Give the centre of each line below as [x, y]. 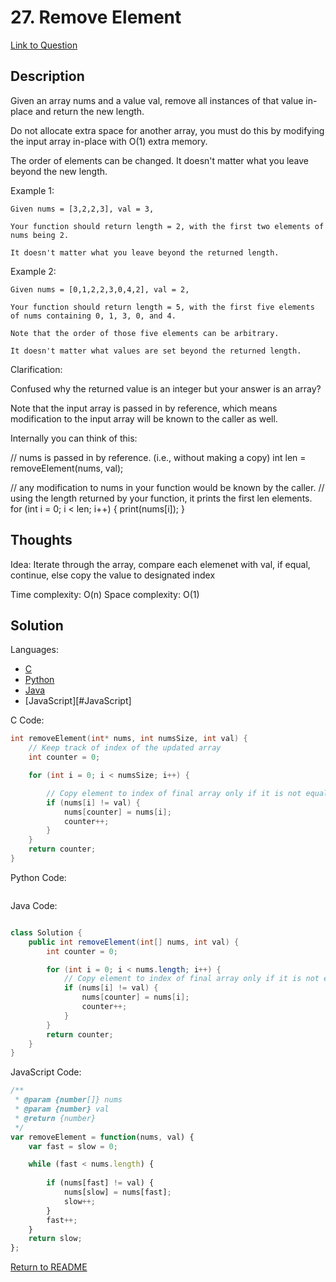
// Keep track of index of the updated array [125, 748]
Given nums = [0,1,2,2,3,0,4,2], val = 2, [100, 289]
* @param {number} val [62, 1109]
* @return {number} [55, 1118]
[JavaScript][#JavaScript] [78, 701]
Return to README [49, 1267]
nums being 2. [40, 235]
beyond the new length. [59, 171]
